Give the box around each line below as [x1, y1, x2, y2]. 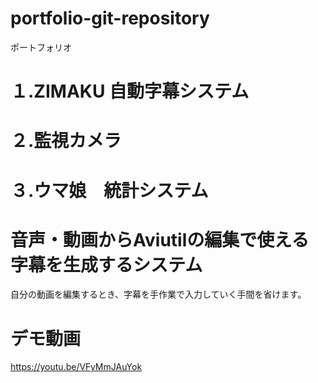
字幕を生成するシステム [10, 253, 203, 276]
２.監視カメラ [10, 130, 122, 152]
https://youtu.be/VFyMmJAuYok [10, 361, 143, 373]
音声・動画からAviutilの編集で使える [10, 228, 310, 251]
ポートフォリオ [10, 41, 72, 53]
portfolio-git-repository [10, 7, 210, 30]
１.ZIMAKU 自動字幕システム [10, 80, 250, 103]
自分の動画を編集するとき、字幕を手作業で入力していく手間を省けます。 [10, 288, 307, 301]
